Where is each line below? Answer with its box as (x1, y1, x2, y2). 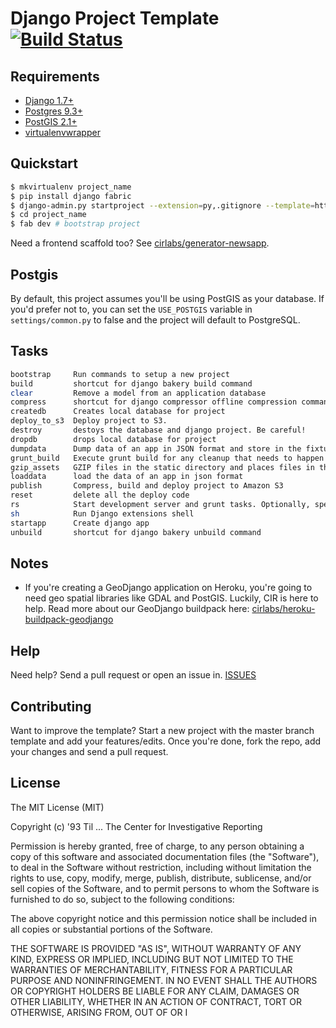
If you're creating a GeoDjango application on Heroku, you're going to (24, 582, 313, 594)
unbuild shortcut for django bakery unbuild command (10, 527, 262, 537)
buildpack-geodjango (24, 613, 114, 626)
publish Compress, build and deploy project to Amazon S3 (10, 481, 284, 491)
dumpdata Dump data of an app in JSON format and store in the (10, 443, 302, 454)
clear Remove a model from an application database (10, 388, 267, 398)
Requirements (10, 68, 100, 85)
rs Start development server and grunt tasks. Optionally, (10, 500, 311, 510)
